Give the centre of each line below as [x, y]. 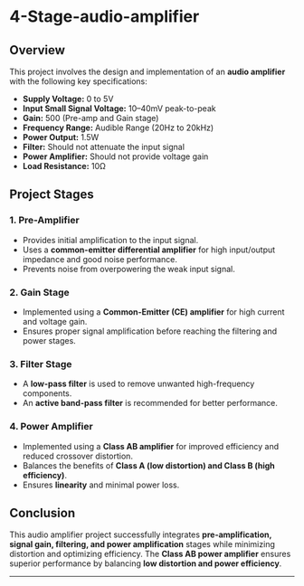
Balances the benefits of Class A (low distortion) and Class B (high [149, 465]
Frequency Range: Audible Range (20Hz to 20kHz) [118, 128]
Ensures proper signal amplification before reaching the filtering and [150, 331]
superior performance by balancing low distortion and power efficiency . [146, 563]
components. [47, 393]
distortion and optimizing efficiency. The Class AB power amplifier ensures [150, 554]
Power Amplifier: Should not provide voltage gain [115, 156]
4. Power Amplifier [51, 427]
